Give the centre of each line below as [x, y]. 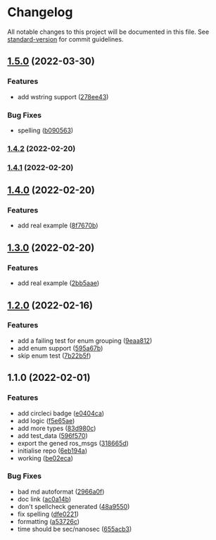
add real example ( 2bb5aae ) [58, 283]
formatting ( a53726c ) [48, 521]
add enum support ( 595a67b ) [60, 348]
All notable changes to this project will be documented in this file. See [108, 32]
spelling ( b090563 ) [45, 130]
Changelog [40, 12]
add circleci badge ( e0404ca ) [61, 413]
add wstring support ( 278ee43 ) [63, 96]
